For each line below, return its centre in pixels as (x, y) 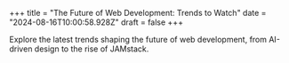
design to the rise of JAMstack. (92, 49)
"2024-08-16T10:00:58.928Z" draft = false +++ (96, 22)
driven (21, 49)
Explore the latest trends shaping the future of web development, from (138, 39)
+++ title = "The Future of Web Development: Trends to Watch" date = (138, 13)
